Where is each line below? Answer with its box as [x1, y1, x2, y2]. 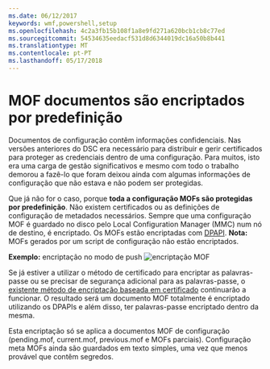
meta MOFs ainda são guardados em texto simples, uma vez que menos [8, 343, 248, 353]
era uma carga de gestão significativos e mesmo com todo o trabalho [8, 160, 239, 170]
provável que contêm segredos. [8, 351, 114, 361]
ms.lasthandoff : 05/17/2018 [8, 57, 103, 65]
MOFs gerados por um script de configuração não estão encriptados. [8, 236, 239, 246]
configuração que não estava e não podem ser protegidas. [8, 178, 204, 188]
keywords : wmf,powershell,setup [8, 19, 117, 27]
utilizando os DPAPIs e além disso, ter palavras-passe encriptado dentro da [8, 301, 260, 311]
